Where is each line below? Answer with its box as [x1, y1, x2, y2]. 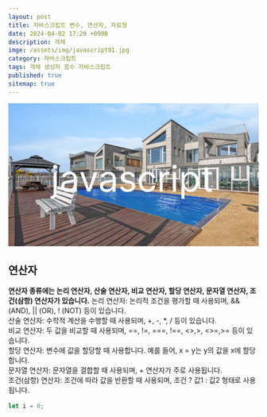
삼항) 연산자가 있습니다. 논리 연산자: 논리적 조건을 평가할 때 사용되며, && [17, 296, 240, 306]
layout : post [8, 13, 52, 21]
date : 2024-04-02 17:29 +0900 [8, 29, 109, 37]
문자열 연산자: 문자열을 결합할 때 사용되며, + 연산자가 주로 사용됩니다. [8, 365, 222, 375]
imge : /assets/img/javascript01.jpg [8, 46, 130, 55]
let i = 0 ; [8, 402, 44, 411]
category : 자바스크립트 [8, 55, 77, 63]
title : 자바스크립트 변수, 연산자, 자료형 [8, 21, 128, 29]
